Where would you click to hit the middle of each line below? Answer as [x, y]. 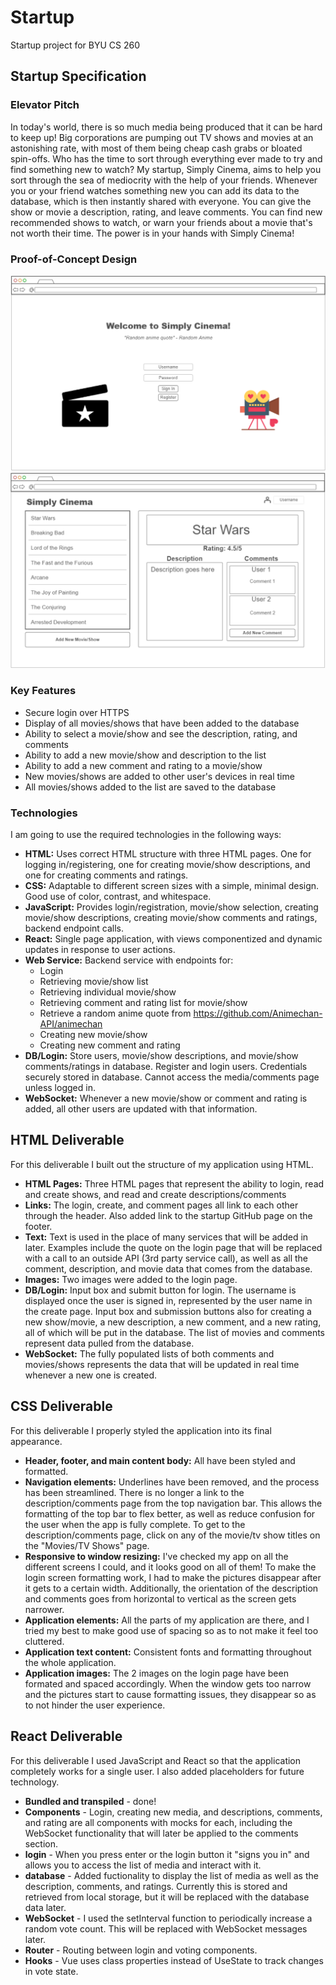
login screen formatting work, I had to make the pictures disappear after [173, 1577]
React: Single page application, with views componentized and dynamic [173, 939]
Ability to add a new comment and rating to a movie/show [143, 765]
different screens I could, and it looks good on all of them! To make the [170, 1567]
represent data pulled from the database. [109, 1343]
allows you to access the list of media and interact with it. [143, 1865]
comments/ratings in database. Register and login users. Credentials [166, 1067]
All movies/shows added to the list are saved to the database [150, 787]
